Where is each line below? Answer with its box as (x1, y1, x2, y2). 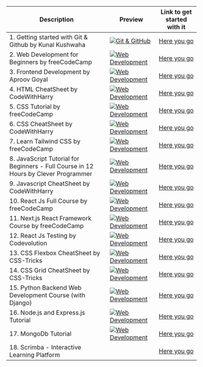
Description (39, 15, 74, 24)
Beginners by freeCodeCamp (9, 58, 92, 66)
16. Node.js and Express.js (9, 308, 86, 316)
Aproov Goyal (9, 75, 48, 83)
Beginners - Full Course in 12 (9, 162, 94, 170)
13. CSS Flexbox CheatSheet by (9, 249, 101, 257)
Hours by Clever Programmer (9, 170, 92, 177)
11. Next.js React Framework (9, 214, 92, 222)
